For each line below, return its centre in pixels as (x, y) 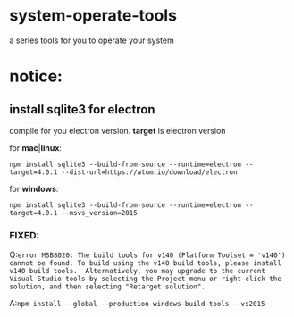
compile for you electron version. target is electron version (118, 130)
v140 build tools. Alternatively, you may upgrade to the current (138, 271)
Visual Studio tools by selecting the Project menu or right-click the (145, 279)
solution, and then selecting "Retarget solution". (107, 287)
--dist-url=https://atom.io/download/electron (150, 172)
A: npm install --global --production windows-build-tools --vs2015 (137, 304)
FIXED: (25, 235)
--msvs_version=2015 (100, 213)
